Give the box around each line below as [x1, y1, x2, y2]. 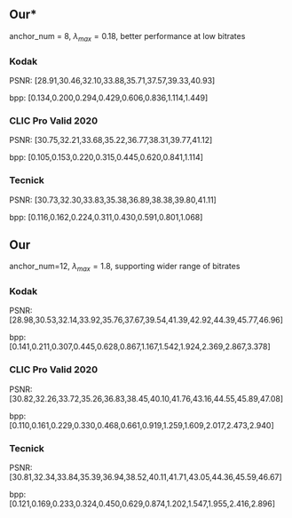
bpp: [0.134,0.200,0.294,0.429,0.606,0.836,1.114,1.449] [9, 92, 209, 103]
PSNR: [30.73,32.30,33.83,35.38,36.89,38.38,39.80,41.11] [9, 195, 217, 205]
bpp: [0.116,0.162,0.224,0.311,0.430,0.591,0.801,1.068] [9, 211, 203, 222]
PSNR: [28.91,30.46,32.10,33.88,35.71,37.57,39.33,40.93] [9, 75, 216, 85]
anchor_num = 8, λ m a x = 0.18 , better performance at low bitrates [9, 30, 246, 44]
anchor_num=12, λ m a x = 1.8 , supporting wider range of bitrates [9, 261, 241, 274]
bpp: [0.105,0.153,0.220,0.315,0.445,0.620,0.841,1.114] [9, 152, 204, 163]
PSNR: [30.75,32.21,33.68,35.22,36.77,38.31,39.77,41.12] [9, 135, 213, 146]
